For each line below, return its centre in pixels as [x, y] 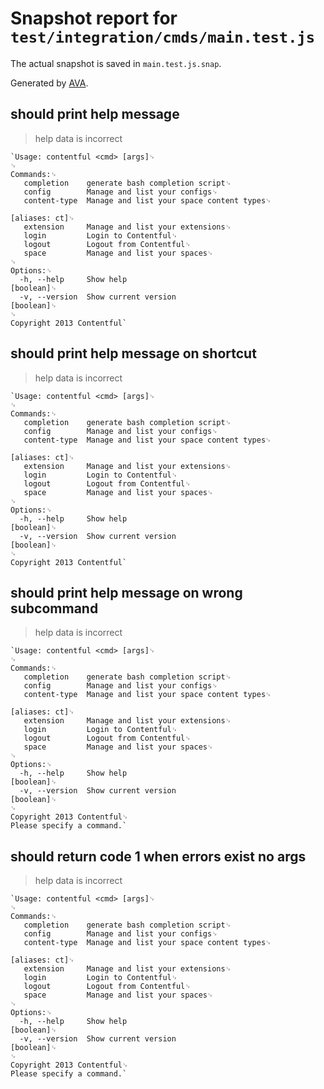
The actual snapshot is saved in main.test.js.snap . [116, 63]
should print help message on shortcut [133, 353]
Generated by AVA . [49, 83]
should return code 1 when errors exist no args [158, 856]
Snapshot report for [94, 18]
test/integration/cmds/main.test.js [163, 37]
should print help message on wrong [126, 592]
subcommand [54, 608]
